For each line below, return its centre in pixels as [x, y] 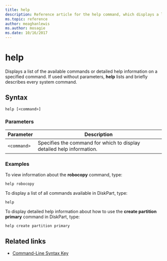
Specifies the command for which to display [89, 143]
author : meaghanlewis [28, 24]
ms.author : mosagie [25, 28]
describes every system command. [41, 82]
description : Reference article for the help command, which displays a [82, 14]
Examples [17, 164]
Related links [26, 241]
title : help [17, 10]
